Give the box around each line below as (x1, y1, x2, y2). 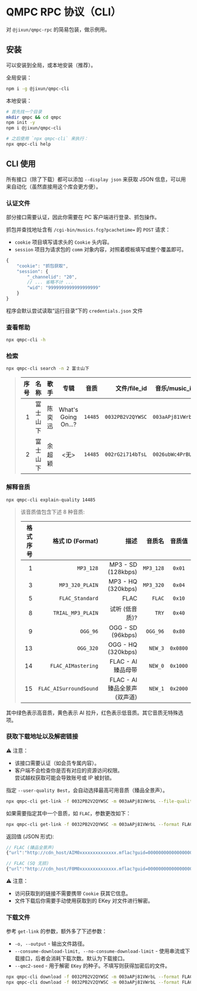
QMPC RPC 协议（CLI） (6, 5, 121, 19)
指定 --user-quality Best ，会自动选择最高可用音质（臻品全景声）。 (6, 787, 168, 794)
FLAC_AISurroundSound (38, 685, 98, 692)
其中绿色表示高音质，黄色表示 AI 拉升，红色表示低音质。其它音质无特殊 (6, 709, 179, 716)
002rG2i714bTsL (104, 451, 148, 458)
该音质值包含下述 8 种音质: (20, 508, 85, 515)
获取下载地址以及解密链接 (6, 733, 79, 741)
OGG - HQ (108, 640, 138, 649)
